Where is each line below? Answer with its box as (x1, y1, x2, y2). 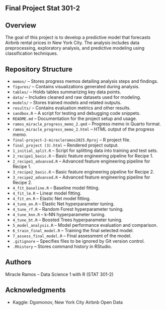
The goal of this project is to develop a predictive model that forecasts (5, 35, 151, 41)
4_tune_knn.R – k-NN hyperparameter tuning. (12, 212, 106, 218)
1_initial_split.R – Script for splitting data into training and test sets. (12, 147, 158, 153)
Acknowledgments (5, 286, 66, 294)
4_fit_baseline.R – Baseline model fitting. (12, 185, 100, 191)
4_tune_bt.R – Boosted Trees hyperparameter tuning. (12, 217, 123, 223)
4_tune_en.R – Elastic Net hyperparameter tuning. (12, 201, 115, 207)
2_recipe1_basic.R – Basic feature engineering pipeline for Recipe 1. (12, 153, 153, 159)
